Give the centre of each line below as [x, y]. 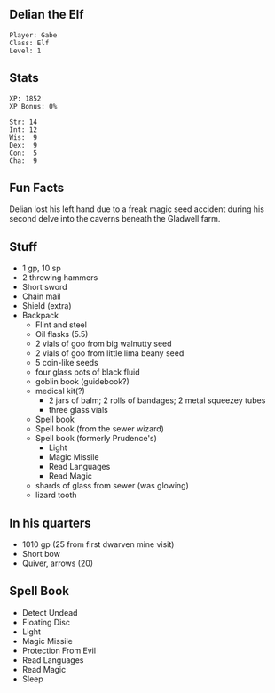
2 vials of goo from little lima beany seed [110, 353]
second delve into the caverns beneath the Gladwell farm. [115, 219]
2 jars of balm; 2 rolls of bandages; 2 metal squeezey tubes [157, 400]
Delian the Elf [47, 15]
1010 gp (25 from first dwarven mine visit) [98, 544]
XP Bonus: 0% [33, 106]
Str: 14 [24, 122]
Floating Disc [46, 622]
